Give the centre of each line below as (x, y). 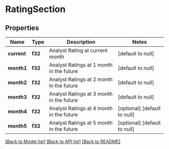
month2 (17, 83)
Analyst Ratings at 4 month (81, 108)
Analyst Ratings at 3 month (81, 94)
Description (81, 42)
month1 (17, 68)
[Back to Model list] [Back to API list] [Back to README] (63, 141)
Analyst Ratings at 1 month (81, 65)
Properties (22, 28)
